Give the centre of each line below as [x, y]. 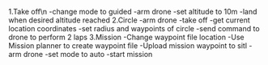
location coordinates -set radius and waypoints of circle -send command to [134, 28]
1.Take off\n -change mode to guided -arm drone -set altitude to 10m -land [133, 12]
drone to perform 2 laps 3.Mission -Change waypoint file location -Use [126, 37]
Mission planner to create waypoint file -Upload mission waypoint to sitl [128, 46]
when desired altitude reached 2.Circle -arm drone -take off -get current [129, 20]
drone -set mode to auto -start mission [88, 54]
